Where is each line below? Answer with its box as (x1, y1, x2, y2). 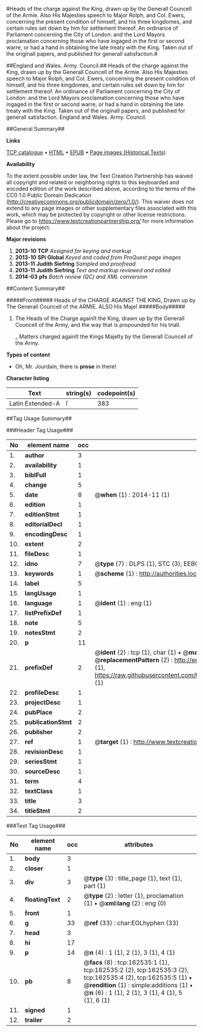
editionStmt (25, 511, 59, 518)
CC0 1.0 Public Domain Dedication (6, 192, 92, 199)
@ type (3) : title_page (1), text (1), (83, 874, 182, 882)
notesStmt (25, 629, 56, 637)
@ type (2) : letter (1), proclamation (83, 891, 184, 900)
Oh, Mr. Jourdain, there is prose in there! (14, 363, 117, 370)
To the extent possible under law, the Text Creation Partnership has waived (6, 172, 193, 179)
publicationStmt (25, 718, 72, 726)
